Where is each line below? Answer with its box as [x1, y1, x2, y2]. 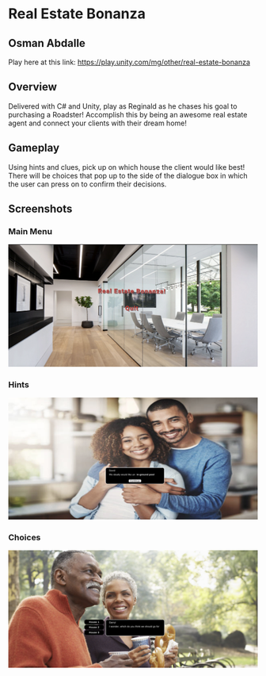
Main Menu [8, 225, 53, 236]
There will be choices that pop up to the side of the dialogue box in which [8, 171, 248, 180]
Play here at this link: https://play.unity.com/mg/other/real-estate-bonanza [8, 57, 251, 67]
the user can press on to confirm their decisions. [8, 179, 167, 189]
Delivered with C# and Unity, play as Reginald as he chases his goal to [8, 101, 237, 111]
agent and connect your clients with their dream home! [8, 118, 188, 128]
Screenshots [8, 202, 73, 216]
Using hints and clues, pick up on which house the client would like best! [8, 162, 245, 171]
